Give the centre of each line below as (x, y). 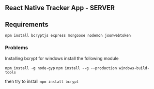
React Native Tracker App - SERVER (60, 8)
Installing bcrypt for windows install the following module (62, 58)
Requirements (27, 24)
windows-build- (134, 68)
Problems (16, 48)
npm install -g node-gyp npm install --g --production (61, 68)
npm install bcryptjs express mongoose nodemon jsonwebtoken (68, 36)
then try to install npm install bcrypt (42, 81)
